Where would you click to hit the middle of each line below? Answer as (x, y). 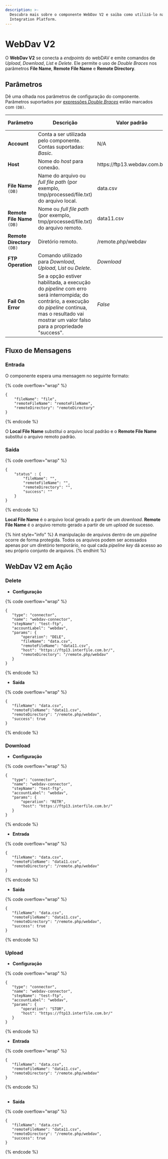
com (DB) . (15, 107)
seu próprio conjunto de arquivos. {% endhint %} (56, 551)
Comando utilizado (60, 256)
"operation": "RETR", (43, 802)
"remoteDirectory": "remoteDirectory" (54, 408)
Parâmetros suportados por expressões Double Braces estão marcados (79, 102)
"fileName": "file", (35, 399)
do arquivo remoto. (60, 228)
